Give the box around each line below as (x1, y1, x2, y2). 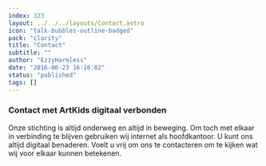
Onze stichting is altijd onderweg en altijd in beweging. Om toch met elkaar (8, 123, 255, 132)
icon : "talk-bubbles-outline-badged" (8, 26, 134, 34)
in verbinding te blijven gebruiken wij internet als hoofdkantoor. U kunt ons (8, 131, 253, 140)
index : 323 (8, 11, 45, 20)
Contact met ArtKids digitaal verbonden (8, 105, 167, 116)
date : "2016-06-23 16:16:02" (8, 64, 105, 72)
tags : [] (8, 78, 38, 86)
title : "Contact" (8, 41, 66, 49)
